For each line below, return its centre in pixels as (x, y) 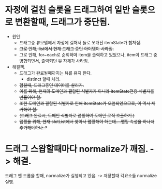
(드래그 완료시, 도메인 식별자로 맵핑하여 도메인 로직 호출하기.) (77, 115)
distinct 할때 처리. (43, 79)
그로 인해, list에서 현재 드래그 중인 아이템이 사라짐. (66, 49)
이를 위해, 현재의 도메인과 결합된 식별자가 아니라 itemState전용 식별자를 (87, 91)
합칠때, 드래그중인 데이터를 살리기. (52, 85)
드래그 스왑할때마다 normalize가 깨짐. (77, 149)
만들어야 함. (30, 97)
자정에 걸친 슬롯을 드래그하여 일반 (67, 10)
